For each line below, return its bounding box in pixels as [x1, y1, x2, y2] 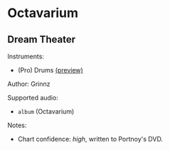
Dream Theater [7, 33, 76, 45]
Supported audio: [7, 94, 58, 102]
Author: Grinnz [7, 80, 51, 88]
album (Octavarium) [17, 107, 75, 115]
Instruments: [7, 52, 45, 60]
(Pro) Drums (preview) [17, 66, 83, 74]
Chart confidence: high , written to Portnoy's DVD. [17, 135, 164, 143]
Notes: [7, 121, 27, 129]
